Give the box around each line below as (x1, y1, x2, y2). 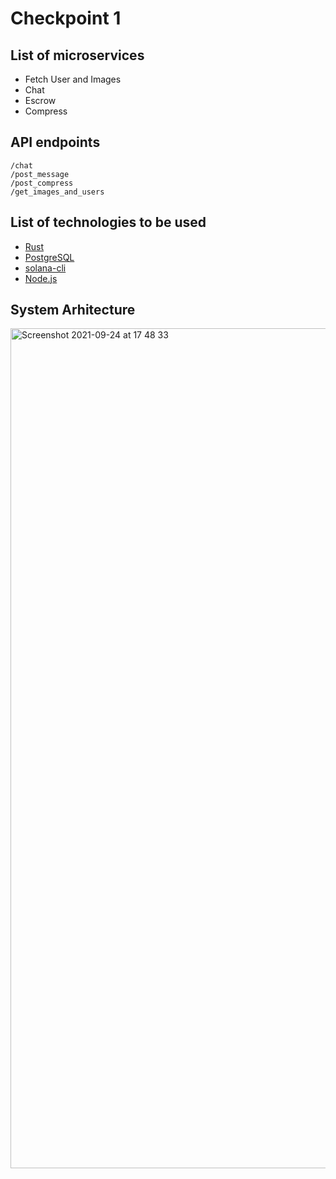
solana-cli (24, 262, 67, 274)
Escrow (24, 95, 57, 106)
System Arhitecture (10, 302, 136, 319)
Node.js (24, 272, 58, 284)
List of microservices (10, 47, 145, 64)
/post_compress (10, 178, 74, 188)
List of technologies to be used (10, 214, 207, 231)
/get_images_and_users (10, 187, 105, 197)
